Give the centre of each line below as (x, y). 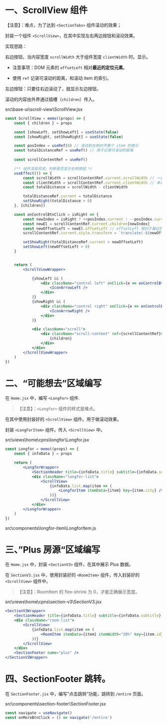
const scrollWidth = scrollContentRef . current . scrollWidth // (89, 178)
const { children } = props (43, 123)
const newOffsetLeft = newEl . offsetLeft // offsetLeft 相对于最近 (91, 228)
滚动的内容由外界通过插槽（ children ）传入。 (51, 99)
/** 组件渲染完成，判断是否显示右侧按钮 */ (53, 169)
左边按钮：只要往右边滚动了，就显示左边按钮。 (53, 88)
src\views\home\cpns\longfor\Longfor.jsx (47, 440)
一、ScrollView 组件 (46, 10)
